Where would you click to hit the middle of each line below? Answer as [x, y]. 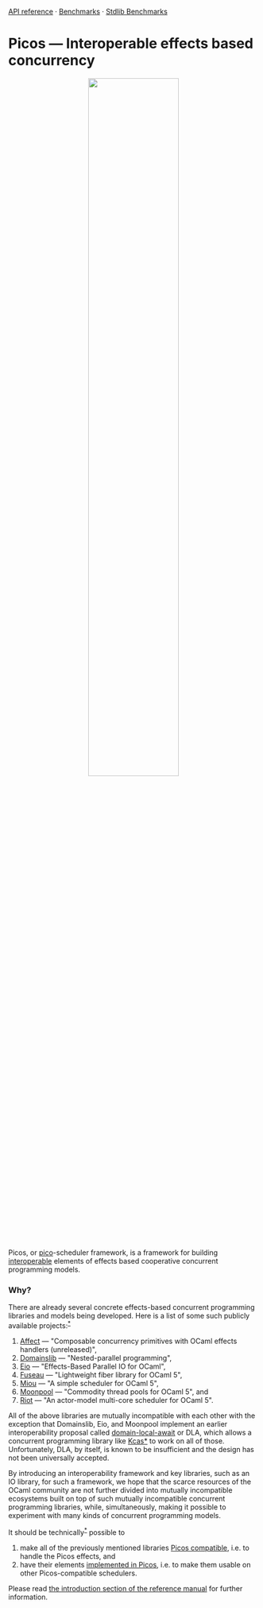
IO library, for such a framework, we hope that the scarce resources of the [130, 1482]
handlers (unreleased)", [58, 1349]
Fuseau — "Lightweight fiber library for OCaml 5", [101, 1374]
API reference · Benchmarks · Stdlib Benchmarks [88, 12]
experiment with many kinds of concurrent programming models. [114, 1515]
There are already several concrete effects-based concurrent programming [131, 1307]
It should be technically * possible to [67, 1532]
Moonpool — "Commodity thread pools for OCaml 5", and [114, 1392]
